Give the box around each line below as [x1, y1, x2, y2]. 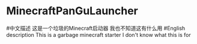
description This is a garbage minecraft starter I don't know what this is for [6, 31, 191, 38]
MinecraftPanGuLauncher [6, 4, 138, 18]
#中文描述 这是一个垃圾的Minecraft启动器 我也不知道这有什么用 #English [6, 24, 186, 32]
